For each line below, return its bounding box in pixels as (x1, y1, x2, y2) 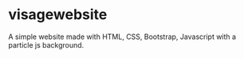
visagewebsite (8, 6, 108, 24)
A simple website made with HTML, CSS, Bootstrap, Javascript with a (8, 32, 237, 41)
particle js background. (8, 40, 85, 49)
